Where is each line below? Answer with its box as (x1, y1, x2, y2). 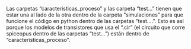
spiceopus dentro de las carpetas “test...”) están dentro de (6, 30, 149, 37)
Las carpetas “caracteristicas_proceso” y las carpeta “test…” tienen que (6, 5, 182, 12)
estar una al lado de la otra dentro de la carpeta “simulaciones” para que (6, 11, 184, 18)
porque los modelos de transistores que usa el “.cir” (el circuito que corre (6, 24, 186, 31)
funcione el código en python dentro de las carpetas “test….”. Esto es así (6, 18, 184, 24)
